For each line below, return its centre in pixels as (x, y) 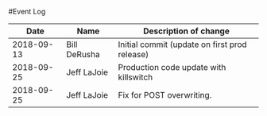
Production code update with (172, 67)
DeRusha (83, 54)
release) (133, 54)
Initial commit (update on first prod (183, 44)
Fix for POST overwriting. (165, 95)
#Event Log (27, 12)
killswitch (135, 77)
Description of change (186, 31)
